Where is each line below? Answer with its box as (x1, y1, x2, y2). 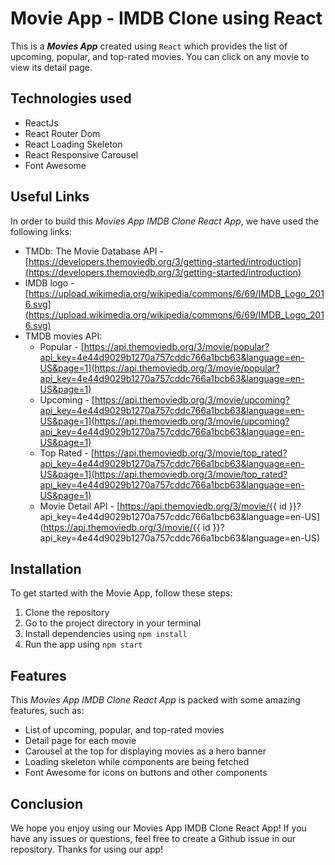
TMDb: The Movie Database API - (24, 245, 164, 257)
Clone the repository (24, 607, 110, 619)
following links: (10, 225, 72, 237)
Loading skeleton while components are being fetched (24, 756, 250, 768)
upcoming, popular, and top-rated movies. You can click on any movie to (10, 50, 310, 62)
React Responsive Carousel (24, 148, 139, 161)
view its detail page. (10, 61, 93, 73)
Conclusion (10, 795, 84, 812)
